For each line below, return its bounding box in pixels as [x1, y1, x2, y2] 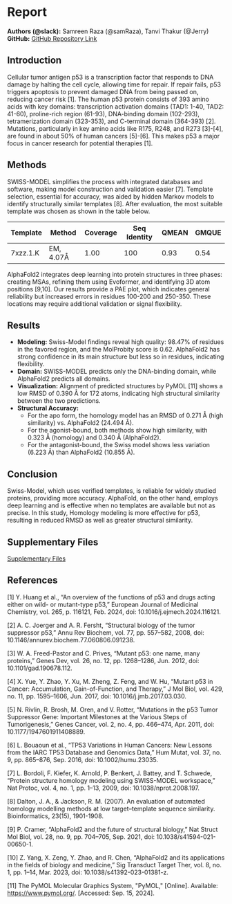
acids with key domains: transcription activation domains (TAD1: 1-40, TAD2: [7, 102, 224, 111]
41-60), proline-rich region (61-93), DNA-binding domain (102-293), [7, 109, 200, 118]
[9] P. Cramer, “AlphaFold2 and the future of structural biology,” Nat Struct [7, 825, 218, 833]
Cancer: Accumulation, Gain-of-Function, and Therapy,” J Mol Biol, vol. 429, [7, 685, 224, 693]
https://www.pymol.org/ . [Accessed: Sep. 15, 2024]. [7, 889, 155, 897]
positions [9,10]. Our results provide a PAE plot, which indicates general [7, 284, 210, 293]
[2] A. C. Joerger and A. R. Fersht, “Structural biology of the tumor [7, 621, 195, 629]
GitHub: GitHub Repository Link [7, 34, 97, 42]
